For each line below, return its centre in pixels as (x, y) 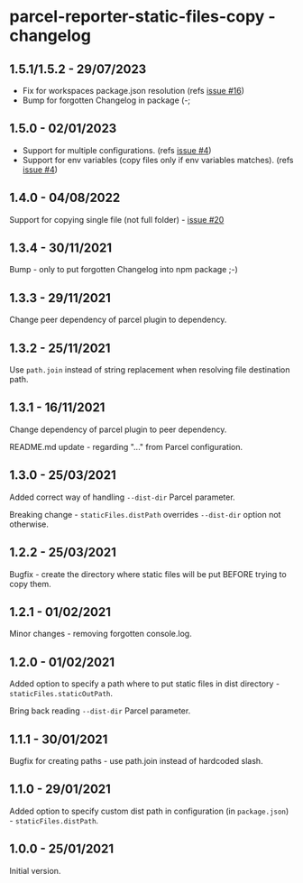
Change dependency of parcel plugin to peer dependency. (118, 429)
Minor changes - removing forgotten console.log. (101, 634)
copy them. (30, 584)
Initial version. (35, 870)
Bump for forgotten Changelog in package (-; (106, 100)
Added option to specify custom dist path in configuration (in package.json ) (149, 811)
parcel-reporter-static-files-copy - (143, 17)
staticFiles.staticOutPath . (61, 694)
